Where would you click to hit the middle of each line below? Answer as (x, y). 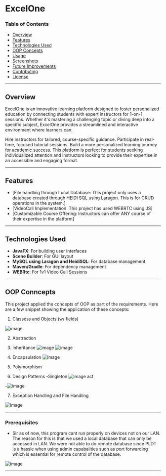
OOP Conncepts (30, 292)
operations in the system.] (39, 203)
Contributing (25, 72)
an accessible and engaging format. (42, 161)
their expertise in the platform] (43, 219)
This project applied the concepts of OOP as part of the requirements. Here (82, 304)
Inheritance (24, 347)
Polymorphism (27, 367)
